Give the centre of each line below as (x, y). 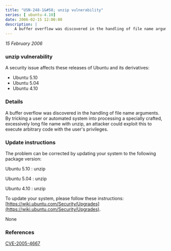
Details (14, 102)
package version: (23, 159)
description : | (21, 24)
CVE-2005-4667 (23, 243)
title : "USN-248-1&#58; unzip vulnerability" (54, 10)
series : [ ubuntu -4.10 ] (31, 15)
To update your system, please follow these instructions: (64, 198)
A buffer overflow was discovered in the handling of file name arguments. (82, 113)
